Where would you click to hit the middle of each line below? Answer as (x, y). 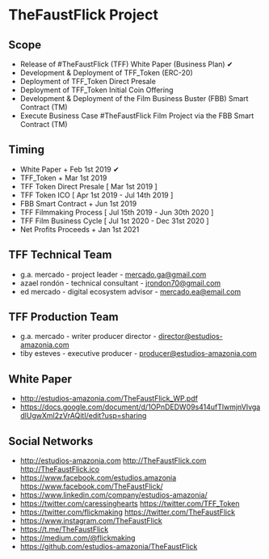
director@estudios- (191, 337)
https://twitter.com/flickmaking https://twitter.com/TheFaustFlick (128, 512)
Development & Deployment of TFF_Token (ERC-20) (106, 73)
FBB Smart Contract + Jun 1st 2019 (78, 203)
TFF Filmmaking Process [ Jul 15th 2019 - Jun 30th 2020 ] (117, 212)
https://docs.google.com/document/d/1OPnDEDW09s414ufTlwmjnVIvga (140, 407)
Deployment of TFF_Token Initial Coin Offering (97, 90)
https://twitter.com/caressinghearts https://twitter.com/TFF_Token (130, 504)
